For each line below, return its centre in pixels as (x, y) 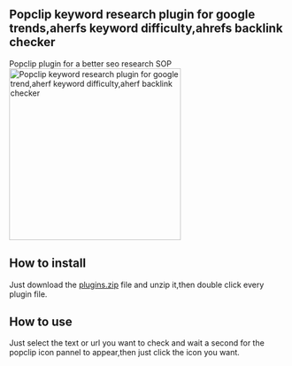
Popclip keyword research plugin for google (132, 15)
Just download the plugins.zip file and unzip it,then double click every (137, 284)
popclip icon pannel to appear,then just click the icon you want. (125, 353)
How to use (41, 322)
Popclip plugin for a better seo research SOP (91, 63)
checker (32, 42)
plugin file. (28, 294)
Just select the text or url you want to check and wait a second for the (137, 343)
